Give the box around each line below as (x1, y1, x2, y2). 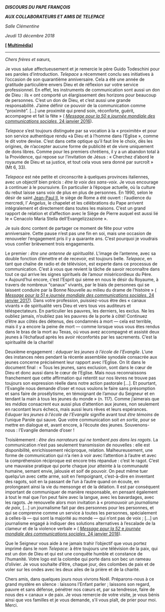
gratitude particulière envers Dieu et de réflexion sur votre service (5, 82, 138, 88)
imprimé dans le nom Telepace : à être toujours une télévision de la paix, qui (5, 546, 158, 551)
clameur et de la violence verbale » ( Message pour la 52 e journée (5, 526, 141, 531)
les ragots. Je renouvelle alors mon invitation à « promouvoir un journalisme (5, 499, 159, 505)
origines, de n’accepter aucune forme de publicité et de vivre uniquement (5, 144, 154, 149)
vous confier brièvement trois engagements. (5, 241, 95, 246)
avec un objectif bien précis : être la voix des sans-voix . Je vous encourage (5, 179, 159, 185)
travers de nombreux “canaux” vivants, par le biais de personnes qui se (5, 282, 150, 287)
